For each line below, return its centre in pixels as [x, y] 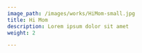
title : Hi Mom [28, 20]
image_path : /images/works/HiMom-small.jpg [71, 13]
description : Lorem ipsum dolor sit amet [68, 26]
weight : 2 [22, 33]
